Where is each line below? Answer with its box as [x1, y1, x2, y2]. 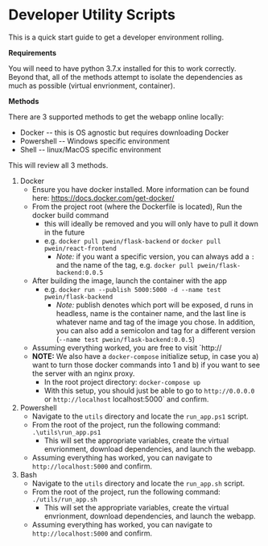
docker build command [31, 210, 109, 219]
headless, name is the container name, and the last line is [56, 308, 247, 318]
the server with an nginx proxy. [31, 369, 135, 378]
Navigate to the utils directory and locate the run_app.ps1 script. [31, 411, 249, 421]
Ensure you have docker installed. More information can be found [31, 184, 249, 194]
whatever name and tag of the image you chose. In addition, [56, 317, 256, 327]
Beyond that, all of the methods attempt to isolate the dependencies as [8, 72, 243, 81]
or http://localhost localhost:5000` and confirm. [43, 394, 209, 404]
